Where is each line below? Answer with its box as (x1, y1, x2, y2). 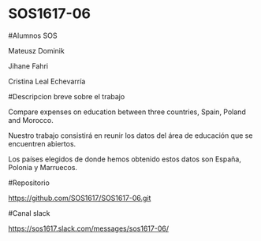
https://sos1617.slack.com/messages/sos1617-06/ (8, 224, 170, 233)
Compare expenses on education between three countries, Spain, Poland (8, 107, 246, 117)
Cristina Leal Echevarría (8, 76, 86, 86)
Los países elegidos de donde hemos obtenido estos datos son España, (8, 154, 242, 164)
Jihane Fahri (8, 61, 49, 71)
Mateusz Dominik (8, 46, 65, 55)
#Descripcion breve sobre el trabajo (8, 91, 125, 101)
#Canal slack (8, 208, 50, 217)
